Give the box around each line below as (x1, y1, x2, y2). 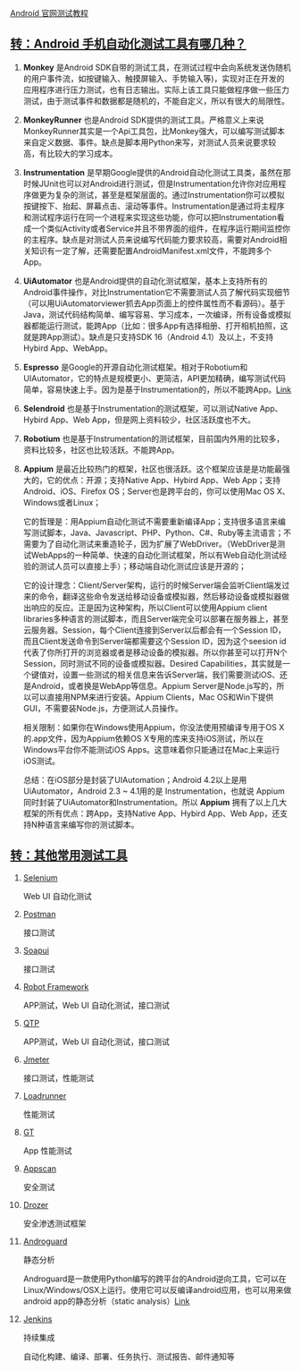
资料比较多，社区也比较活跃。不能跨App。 (22, 444, 180, 455)
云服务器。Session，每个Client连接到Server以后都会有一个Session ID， (22, 625, 287, 635)
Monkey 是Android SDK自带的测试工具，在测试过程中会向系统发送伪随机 (22, 62, 291, 72)
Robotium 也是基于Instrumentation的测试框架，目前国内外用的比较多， (22, 433, 285, 444)
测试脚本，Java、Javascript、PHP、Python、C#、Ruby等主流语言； (30, 527, 284, 538)
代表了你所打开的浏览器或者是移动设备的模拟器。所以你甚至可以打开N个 (22, 647, 288, 658)
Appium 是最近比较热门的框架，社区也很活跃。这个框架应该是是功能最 (22, 464, 283, 474)
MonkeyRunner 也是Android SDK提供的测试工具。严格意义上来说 (22, 115, 264, 125)
